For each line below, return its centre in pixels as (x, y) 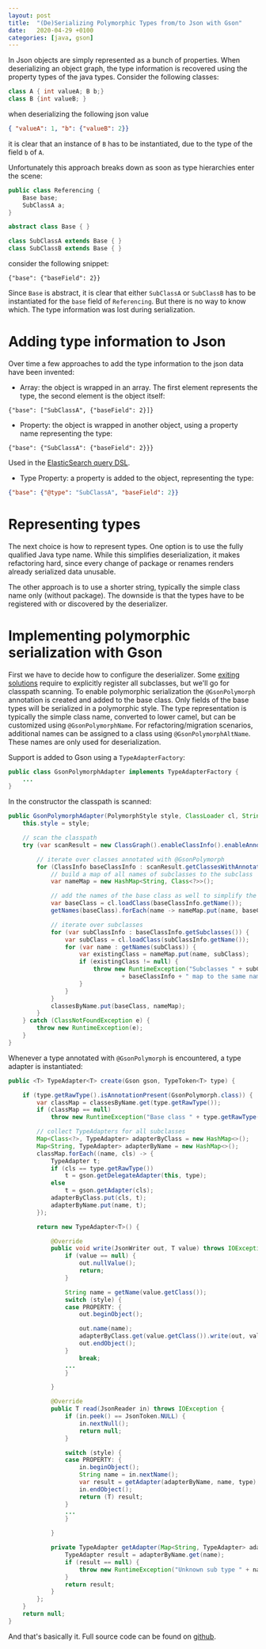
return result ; (89, 1584)
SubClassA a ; (44, 205)
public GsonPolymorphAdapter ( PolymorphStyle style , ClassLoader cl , (123, 816)
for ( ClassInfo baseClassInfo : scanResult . (111, 867)
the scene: (25, 176)
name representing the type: (66, 433)
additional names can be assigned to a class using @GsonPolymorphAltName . (129, 733)
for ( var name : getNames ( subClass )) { (130, 947)
